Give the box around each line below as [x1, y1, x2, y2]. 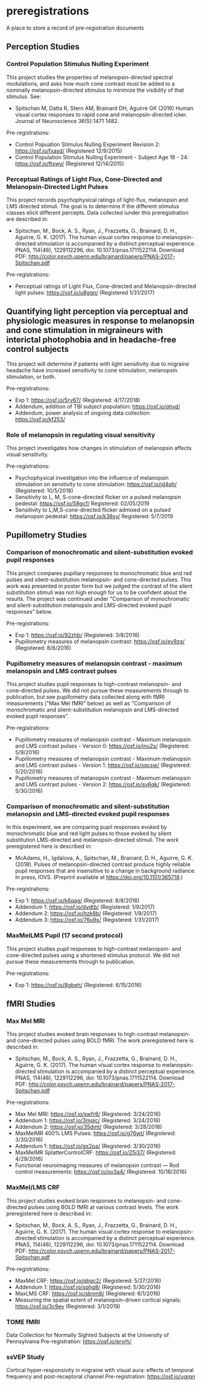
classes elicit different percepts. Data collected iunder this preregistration [6, 209, 189, 216]
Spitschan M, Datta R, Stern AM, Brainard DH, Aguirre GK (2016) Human [14, 104, 194, 112]
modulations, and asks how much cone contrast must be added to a [6, 80, 175, 87]
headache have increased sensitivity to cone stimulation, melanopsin [6, 366, 178, 374]
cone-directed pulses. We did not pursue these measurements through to [6, 687, 189, 695]
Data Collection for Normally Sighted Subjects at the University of [6, 1331, 169, 1338]
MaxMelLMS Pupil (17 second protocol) [6, 931, 124, 939]
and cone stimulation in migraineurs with [6, 325, 163, 335]
